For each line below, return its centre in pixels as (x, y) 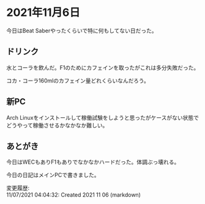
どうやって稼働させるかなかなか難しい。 (57, 125)
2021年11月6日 (43, 13)
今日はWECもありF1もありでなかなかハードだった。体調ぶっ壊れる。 (93, 162)
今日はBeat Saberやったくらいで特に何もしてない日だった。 (82, 31)
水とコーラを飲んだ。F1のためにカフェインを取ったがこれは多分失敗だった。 (103, 67)
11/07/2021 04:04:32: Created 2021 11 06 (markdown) (73, 195)
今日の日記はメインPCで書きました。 (53, 175)
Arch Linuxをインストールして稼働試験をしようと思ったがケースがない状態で (103, 117)
